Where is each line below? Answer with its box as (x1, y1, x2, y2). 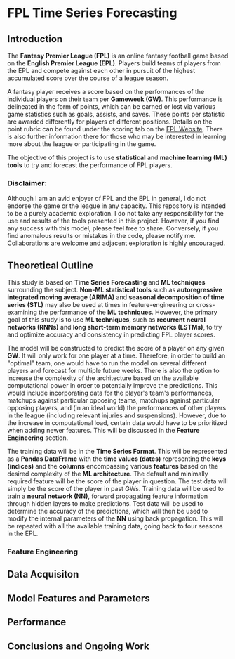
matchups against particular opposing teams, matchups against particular (7, 396, 221, 405)
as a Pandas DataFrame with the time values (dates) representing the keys (7, 455, 227, 463)
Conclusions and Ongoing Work (7, 640, 149, 652)
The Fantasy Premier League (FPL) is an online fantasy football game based (7, 51, 229, 60)
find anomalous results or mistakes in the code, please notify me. (7, 232, 196, 240)
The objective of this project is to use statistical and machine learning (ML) (7, 153, 227, 162)
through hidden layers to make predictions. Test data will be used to (7, 500, 203, 508)
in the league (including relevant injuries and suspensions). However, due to (7, 411, 227, 419)
